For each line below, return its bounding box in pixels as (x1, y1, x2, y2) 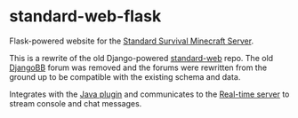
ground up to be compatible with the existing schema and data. (9, 71, 241, 82)
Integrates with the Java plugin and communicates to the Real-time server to (9, 89, 290, 99)
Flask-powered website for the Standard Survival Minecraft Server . (9, 35, 254, 46)
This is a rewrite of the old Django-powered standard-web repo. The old (9, 52, 274, 63)
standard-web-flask (9, 6, 162, 27)
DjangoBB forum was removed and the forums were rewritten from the (9, 62, 268, 73)
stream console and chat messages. (9, 98, 142, 108)
